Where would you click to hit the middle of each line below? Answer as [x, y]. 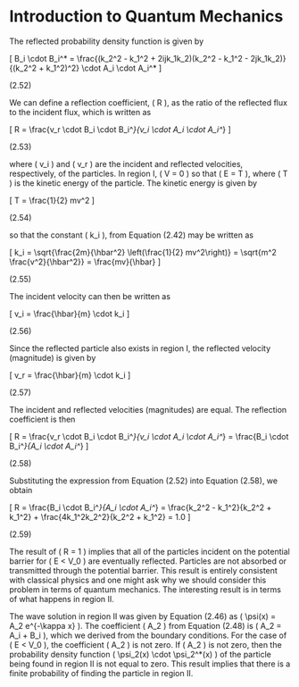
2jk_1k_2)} [269, 58]
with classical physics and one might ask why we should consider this [138, 580]
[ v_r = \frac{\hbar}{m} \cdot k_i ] [70, 375]
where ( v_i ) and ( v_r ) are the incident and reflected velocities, [126, 163]
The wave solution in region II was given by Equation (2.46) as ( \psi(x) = [143, 616]
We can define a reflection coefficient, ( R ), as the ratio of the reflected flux [149, 102]
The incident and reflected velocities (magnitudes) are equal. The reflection [148, 409]
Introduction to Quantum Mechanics [146, 17]
